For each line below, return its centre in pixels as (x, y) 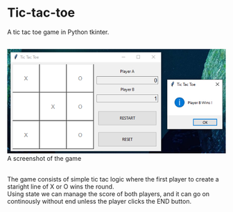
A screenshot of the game (44, 159)
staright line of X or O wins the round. (61, 187)
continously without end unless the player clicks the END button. (100, 202)
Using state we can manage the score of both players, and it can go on (109, 194)
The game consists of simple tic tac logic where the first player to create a (113, 179)
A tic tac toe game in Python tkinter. (58, 32)
